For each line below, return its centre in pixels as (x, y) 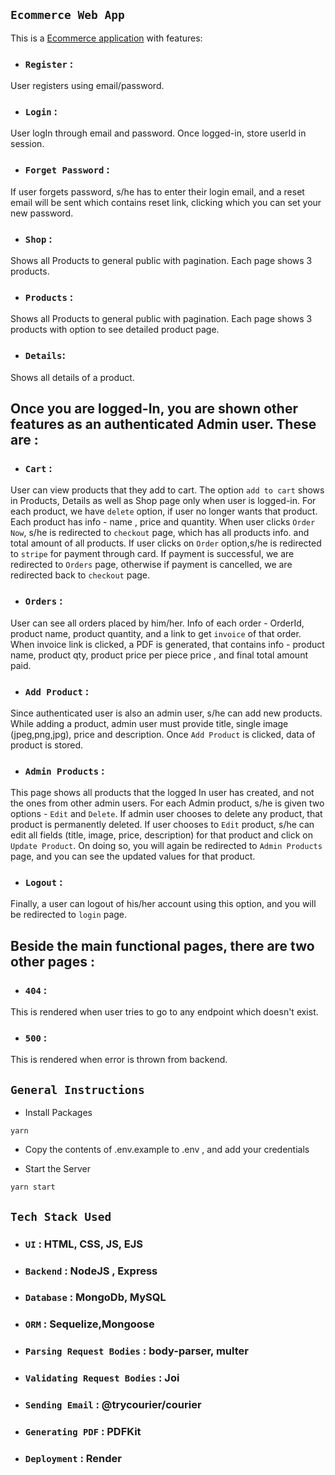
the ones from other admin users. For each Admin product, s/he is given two (167, 803)
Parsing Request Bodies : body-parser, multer (136, 1351)
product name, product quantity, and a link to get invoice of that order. (156, 633)
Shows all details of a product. (72, 377)
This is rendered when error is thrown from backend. (119, 1060)
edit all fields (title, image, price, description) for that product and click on (162, 835)
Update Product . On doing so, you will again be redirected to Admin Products (166, 846)
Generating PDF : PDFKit (83, 1432)
